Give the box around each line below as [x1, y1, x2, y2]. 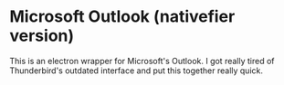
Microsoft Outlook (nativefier [9, 6, 236, 27]
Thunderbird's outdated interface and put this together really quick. [9, 65, 263, 76]
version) [9, 25, 75, 46]
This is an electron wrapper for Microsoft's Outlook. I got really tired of [9, 55, 275, 66]
